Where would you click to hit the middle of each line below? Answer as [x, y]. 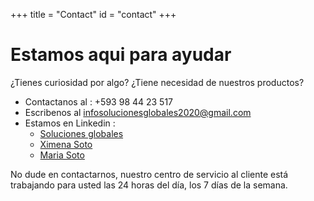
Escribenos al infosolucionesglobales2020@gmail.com [138, 112]
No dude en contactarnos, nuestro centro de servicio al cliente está [149, 174]
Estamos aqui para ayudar [121, 55]
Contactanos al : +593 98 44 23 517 [99, 101]
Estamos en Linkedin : [70, 123]
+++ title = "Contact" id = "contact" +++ [93, 14]
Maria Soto [62, 155]
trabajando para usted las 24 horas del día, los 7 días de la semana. [149, 185]
